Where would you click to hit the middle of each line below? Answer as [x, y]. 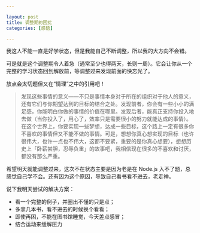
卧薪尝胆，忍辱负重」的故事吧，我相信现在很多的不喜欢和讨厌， [116, 149]
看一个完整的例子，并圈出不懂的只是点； [65, 202]
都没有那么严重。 [42, 157]
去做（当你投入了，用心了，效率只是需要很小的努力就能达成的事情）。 [106, 119]
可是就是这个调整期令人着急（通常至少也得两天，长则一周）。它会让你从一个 [99, 64]
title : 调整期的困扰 [29, 22]
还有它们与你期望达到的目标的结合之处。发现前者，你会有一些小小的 [105, 104]
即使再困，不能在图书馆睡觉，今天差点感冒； [70, 217]
